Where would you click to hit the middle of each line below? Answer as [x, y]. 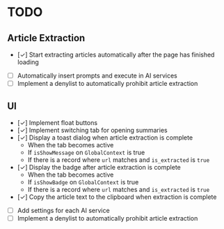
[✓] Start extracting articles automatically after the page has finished [116, 54]
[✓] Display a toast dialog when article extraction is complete [105, 138]
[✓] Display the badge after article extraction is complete [99, 167]
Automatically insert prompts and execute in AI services [97, 75]
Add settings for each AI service [63, 210]
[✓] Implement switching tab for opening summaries [93, 130]
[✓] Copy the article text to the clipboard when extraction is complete [117, 197]
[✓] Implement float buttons [57, 122]
